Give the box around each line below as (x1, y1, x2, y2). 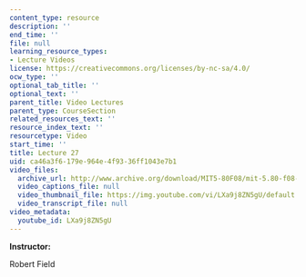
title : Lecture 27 (9, 148, 79, 157)
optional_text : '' (9, 89, 79, 98)
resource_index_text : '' (9, 124, 104, 133)
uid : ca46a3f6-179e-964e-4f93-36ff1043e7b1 (9, 156, 178, 166)
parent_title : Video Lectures (9, 97, 125, 107)
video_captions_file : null (17, 183, 120, 192)
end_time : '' (9, 30, 59, 39)
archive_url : (17, 173, 67, 183)
